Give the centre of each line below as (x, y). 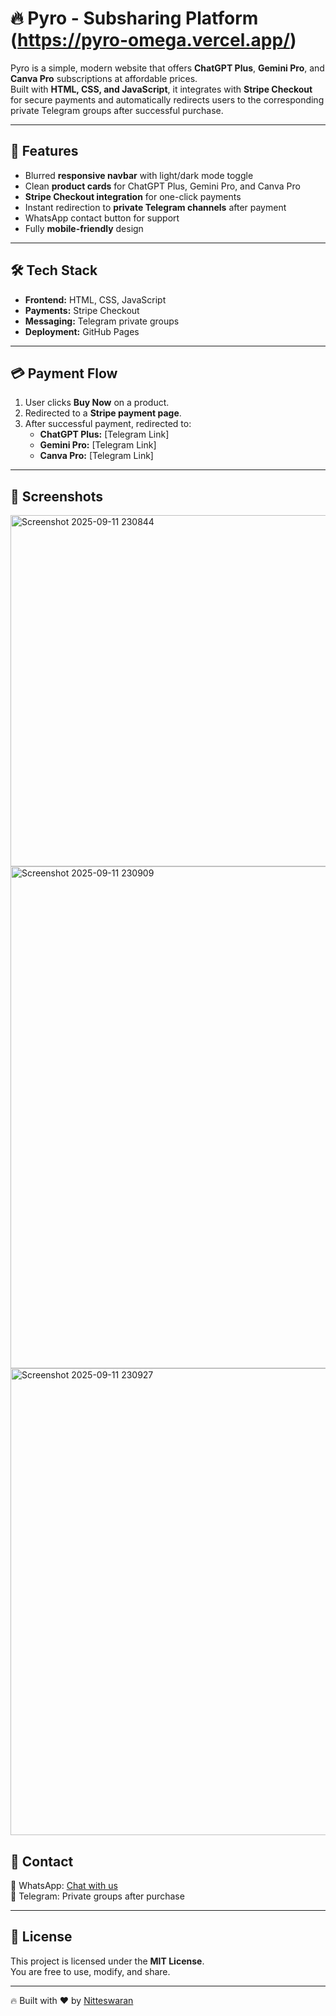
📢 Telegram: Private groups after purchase (97, 1896)
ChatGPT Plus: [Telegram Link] (104, 434)
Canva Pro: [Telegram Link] (96, 456)
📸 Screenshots (57, 496)
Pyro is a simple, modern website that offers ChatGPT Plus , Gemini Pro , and (167, 68)
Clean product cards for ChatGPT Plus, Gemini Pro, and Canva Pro (162, 186)
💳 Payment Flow (64, 373)
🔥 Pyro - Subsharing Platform (134, 18)
